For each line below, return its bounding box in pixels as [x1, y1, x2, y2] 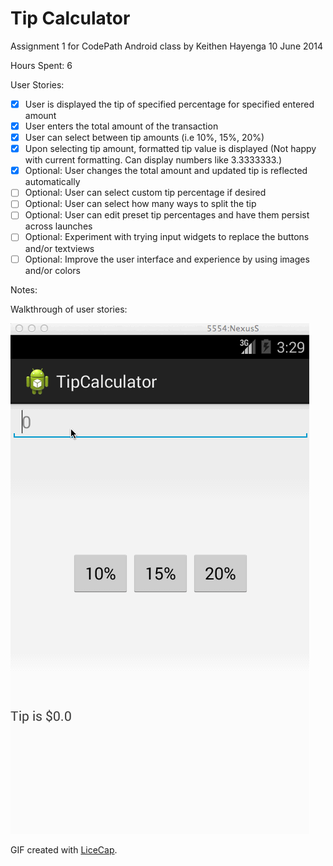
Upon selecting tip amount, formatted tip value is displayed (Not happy [24, 143, 317, 155]
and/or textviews [24, 242, 95, 254]
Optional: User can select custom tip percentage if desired [24, 187, 267, 199]
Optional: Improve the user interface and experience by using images [24, 253, 310, 265]
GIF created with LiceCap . [10, 843, 118, 856]
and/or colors [24, 264, 81, 276]
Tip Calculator [10, 7, 131, 30]
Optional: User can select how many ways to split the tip [24, 198, 257, 210]
